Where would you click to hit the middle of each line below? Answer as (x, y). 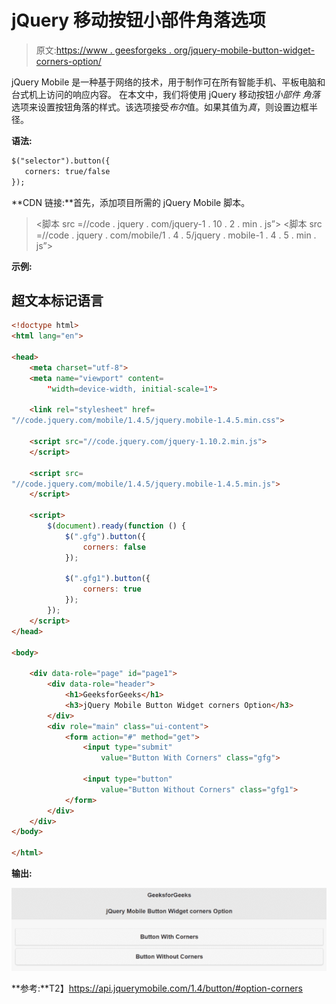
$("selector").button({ (61, 161)
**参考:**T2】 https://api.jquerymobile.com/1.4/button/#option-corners (157, 988)
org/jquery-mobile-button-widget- (244, 50)
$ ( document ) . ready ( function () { (117, 526)
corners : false (114, 547)
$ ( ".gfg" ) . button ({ (105, 536)
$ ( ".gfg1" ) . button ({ (107, 579)
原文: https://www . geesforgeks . (103, 50)
